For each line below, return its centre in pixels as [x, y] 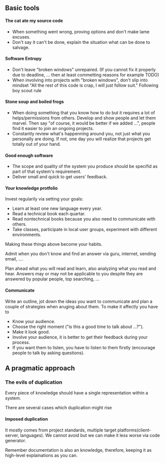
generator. [15, 440]
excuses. [21, 37]
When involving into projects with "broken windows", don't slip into [80, 80]
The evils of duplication [34, 382]
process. [21, 342]
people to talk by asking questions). [48, 353]
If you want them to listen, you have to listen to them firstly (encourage [84, 347]
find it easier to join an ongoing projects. [53, 128]
